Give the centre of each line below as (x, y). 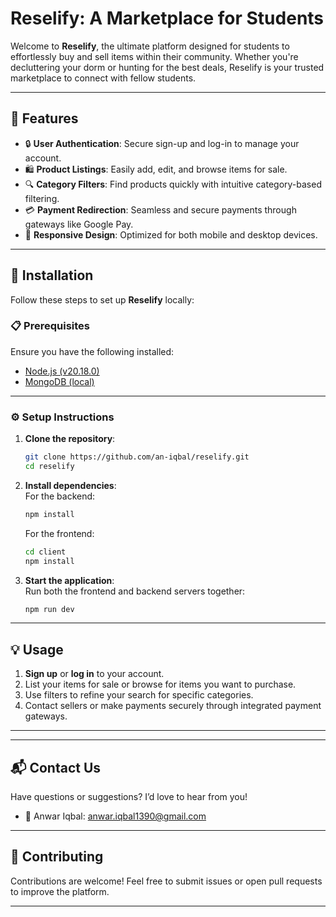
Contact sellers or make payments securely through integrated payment (173, 706)
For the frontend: (59, 533)
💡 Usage (37, 649)
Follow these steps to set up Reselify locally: (102, 299)
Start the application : (69, 580)
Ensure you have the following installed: (92, 351)
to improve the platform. (60, 891)
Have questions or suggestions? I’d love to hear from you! (129, 797)
